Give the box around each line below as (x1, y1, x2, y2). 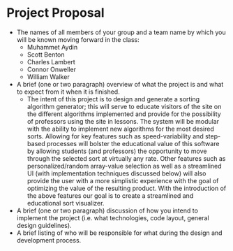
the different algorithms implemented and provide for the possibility (27, 110, 221, 118)
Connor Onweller (27, 65, 76, 73)
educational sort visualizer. (27, 199, 105, 207)
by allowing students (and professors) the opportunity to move (27, 147, 207, 155)
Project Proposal (6, 5, 105, 21)
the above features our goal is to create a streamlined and (27, 191, 194, 200)
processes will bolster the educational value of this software (47, 139, 220, 148)
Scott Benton (27, 50, 65, 59)
